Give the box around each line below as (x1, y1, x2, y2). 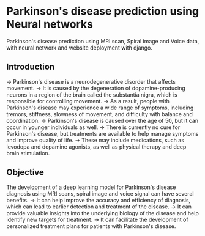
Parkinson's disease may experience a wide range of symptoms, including (6, 104, 194, 111)
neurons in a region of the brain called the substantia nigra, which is (6, 90, 177, 98)
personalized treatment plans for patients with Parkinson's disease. (6, 222, 176, 230)
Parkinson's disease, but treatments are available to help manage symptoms (6, 130, 199, 137)
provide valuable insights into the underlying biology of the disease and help (6, 209, 199, 216)
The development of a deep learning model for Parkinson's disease (6, 183, 176, 191)
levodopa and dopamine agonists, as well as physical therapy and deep (6, 142, 187, 150)
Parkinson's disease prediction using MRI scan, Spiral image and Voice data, (6, 37, 199, 45)
